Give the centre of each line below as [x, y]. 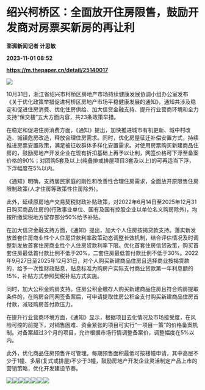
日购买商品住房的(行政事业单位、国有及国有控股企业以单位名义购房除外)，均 [102, 209]
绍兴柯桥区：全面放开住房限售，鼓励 [97, 13]
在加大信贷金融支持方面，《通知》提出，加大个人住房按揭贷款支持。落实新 [99, 230]
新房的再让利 [103, 28]
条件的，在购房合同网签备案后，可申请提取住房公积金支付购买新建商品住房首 [103, 296]
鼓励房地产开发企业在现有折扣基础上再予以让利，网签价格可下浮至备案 [110, 153]
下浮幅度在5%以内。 [32, 168]
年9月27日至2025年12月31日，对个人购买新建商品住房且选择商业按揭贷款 [98, 260]
